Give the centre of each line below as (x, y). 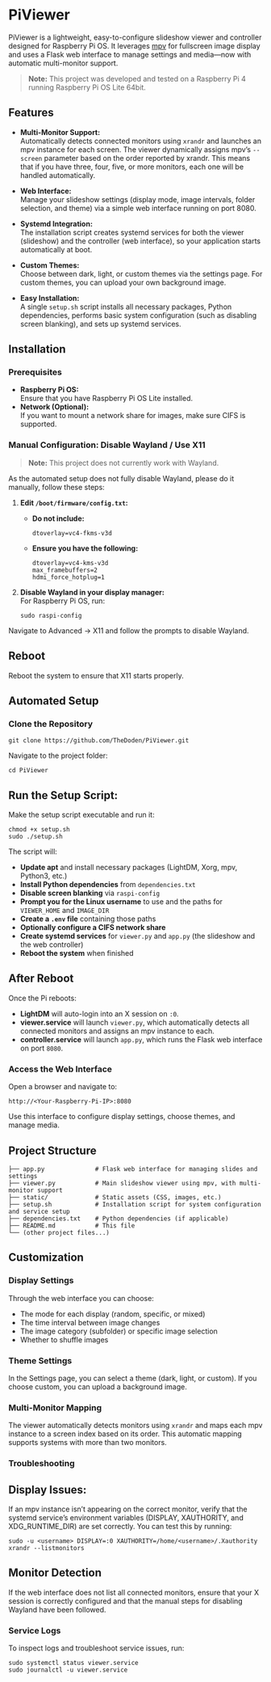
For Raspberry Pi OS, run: (63, 601)
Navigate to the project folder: (58, 756)
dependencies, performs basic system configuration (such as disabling (138, 315)
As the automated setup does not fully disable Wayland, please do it (121, 478)
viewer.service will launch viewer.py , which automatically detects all (135, 1022)
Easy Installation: (50, 298)
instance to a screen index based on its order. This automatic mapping (125, 1434)
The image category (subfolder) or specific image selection (119, 1331)
